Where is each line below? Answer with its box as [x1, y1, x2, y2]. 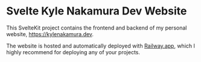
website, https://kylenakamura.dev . [6, 30, 94, 37]
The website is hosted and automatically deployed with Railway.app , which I [6, 42, 195, 49]
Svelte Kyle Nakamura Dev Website [6, 4, 187, 18]
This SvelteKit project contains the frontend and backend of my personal [6, 24, 187, 31]
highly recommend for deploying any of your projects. [6, 48, 141, 55]
